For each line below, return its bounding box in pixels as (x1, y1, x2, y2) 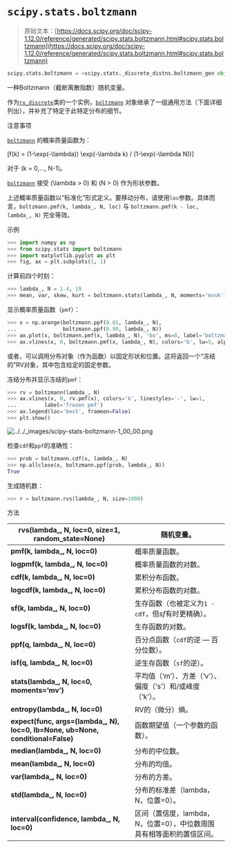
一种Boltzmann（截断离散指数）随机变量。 (7, 83, 129, 91)
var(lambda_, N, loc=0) (10, 772, 88, 782)
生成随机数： (7, 481, 43, 489)
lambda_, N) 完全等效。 (7, 210, 74, 219)
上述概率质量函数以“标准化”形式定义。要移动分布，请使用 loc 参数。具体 (7, 193, 209, 202)
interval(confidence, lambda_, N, (10, 814, 121, 824)
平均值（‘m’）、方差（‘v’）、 (134, 671, 221, 681)
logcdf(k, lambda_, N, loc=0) (10, 585, 106, 595)
